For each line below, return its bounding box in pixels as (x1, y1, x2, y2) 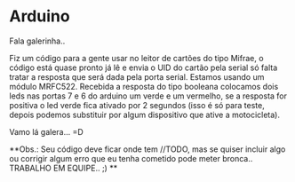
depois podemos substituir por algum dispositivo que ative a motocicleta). (9, 109, 281, 120)
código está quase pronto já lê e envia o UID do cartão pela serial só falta (9, 62, 278, 73)
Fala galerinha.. (9, 36, 66, 46)
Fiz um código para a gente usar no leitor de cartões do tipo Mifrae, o (9, 52, 264, 63)
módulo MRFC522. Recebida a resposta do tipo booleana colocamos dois (9, 81, 279, 91)
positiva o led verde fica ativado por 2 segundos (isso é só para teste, (9, 99, 265, 110)
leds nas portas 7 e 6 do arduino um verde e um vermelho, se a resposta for (9, 91, 287, 101)
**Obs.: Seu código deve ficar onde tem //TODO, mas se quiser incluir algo (9, 144, 286, 154)
